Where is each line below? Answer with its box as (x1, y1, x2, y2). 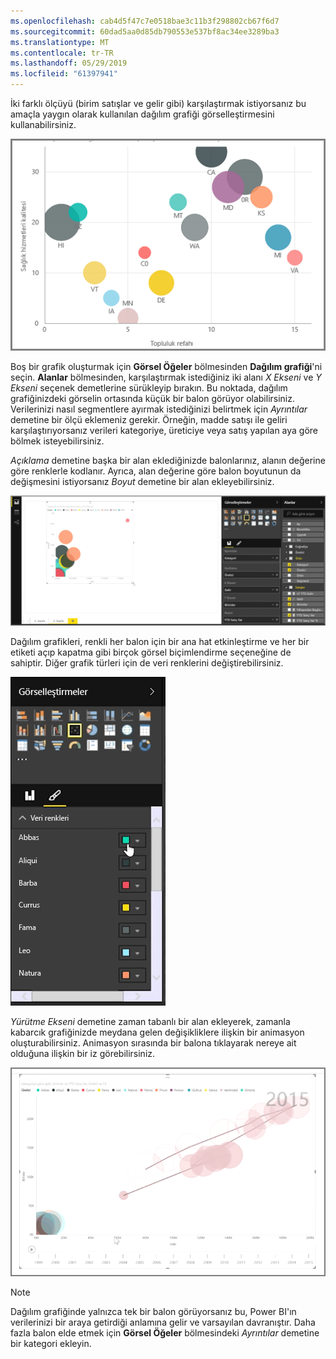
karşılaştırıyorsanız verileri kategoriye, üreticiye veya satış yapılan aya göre (10, 425, 319, 437)
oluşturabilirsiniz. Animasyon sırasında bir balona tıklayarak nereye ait (10, 1036, 297, 1049)
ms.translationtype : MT (10, 37, 110, 47)
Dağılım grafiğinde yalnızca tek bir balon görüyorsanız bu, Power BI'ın (10, 1306, 297, 1318)
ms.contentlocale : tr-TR (10, 48, 114, 58)
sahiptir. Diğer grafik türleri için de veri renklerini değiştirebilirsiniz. (10, 656, 284, 669)
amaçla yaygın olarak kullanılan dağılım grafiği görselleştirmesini (10, 108, 275, 120)
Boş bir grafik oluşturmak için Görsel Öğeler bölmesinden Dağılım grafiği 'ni (10, 361, 323, 373)
